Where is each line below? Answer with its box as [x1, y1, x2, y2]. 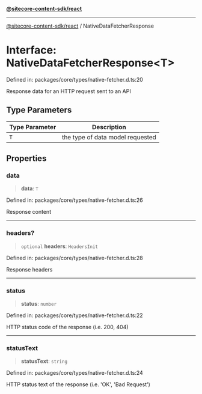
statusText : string [20, 357, 68, 365]
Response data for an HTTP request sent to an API [6, 87, 131, 95]
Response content [6, 208, 52, 216]
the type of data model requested [62, 133, 156, 141]
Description [92, 123, 126, 131]
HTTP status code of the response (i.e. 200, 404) [6, 324, 129, 331]
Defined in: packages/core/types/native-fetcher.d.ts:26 [6, 196, 143, 204]
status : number [20, 300, 57, 308]
